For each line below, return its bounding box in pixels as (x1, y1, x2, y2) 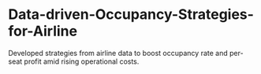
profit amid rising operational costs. (24, 57, 140, 66)
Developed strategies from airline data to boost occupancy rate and (8, 48, 229, 57)
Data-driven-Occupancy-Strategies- (8, 6, 255, 24)
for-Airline (8, 22, 77, 40)
